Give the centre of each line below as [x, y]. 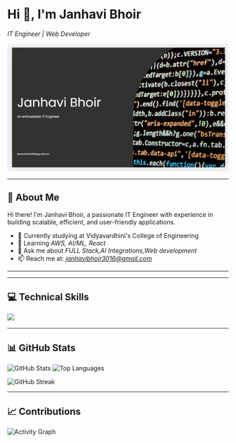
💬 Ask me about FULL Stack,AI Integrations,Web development [107, 250]
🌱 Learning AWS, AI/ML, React [61, 243]
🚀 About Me [33, 198]
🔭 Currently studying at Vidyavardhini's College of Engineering [108, 235]
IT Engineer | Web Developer [49, 34]
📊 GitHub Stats [41, 348]
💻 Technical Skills [48, 297]
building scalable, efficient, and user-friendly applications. [91, 222]
